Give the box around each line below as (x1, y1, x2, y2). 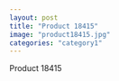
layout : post (9, 13, 59, 22)
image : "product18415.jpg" (9, 30, 111, 39)
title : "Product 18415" (9, 22, 99, 31)
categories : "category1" (9, 38, 103, 48)
